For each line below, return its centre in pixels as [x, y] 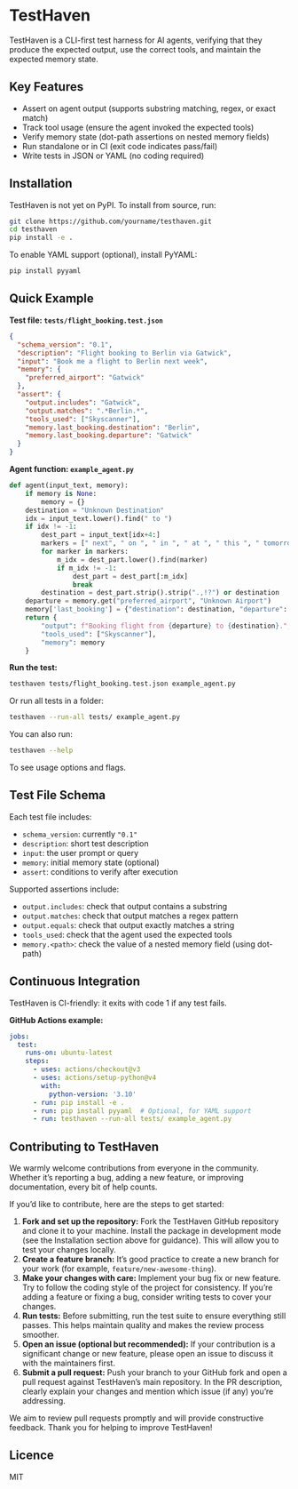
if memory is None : [61, 493]
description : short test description [85, 843]
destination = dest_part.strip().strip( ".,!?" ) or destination [160, 593]
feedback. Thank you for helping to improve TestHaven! [111, 1428]
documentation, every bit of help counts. [83, 1187]
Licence [32, 1456]
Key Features [47, 87]
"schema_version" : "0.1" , [65, 344]
